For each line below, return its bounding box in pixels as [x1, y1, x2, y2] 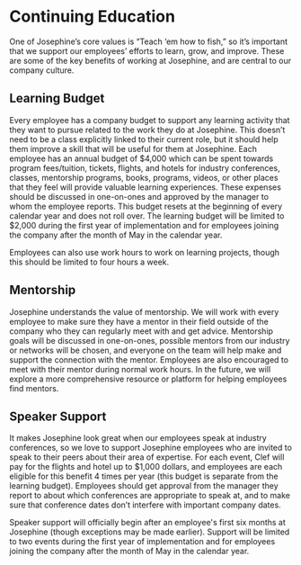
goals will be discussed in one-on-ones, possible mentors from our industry [9, 335, 290, 345]
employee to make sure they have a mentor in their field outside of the [9, 316, 270, 327]
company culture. [9, 65, 75, 76]
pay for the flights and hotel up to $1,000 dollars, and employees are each [9, 462, 283, 472]
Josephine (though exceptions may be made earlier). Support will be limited [9, 526, 290, 537]
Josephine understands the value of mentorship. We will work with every [9, 306, 279, 317]
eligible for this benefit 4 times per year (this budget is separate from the [9, 471, 279, 482]
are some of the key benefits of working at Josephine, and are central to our [9, 55, 292, 66]
